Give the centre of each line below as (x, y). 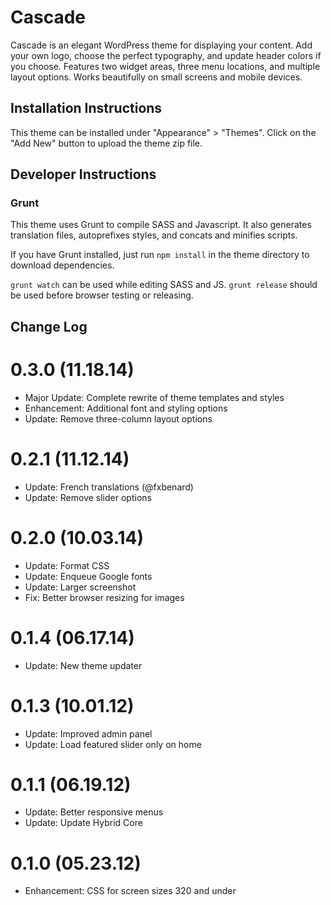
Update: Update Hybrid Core (83, 823)
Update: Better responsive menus (94, 812)
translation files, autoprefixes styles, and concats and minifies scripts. (154, 235)
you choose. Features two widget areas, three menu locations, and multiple (165, 66)
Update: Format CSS (67, 565)
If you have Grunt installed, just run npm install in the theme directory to (160, 255)
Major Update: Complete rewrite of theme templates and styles (154, 397)
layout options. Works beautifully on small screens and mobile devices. (156, 77)
